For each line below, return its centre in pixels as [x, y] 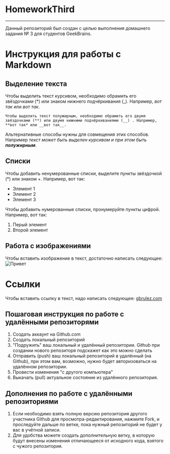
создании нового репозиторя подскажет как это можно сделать [82, 351]
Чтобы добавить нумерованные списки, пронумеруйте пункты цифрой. [83, 209]
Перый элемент [30, 224]
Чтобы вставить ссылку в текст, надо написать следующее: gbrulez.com [84, 298]
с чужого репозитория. [37, 446]
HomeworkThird [40, 9]
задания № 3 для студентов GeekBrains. [49, 34]
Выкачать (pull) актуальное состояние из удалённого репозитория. [85, 378]
